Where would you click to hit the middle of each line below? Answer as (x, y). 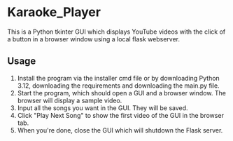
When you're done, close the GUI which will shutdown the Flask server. (120, 130)
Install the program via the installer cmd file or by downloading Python (119, 78)
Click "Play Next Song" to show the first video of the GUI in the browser (120, 115)
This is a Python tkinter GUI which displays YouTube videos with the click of (116, 32)
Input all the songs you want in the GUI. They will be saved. (103, 108)
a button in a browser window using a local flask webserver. (94, 39)
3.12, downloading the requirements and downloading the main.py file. (118, 86)
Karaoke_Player (54, 12)
